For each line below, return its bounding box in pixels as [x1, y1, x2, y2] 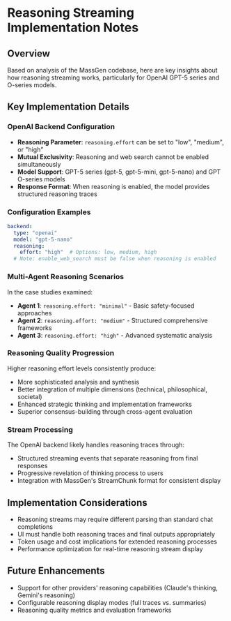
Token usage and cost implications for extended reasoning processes [17, 537, 218, 546]
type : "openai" [13, 229, 58, 237]
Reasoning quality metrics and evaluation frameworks [17, 606, 172, 614]
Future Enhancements [7, 565, 106, 577]
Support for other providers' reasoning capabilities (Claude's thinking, [17, 583, 218, 592]
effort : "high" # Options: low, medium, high [19, 249, 157, 256]
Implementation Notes [7, 20, 139, 36]
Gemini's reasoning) [17, 591, 75, 599]
